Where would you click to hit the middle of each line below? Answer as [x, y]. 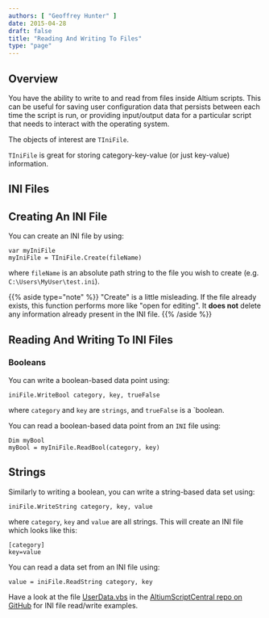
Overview [33, 79]
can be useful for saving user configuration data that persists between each [134, 107]
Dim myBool [27, 440]
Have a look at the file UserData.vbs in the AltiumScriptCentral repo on [126, 597]
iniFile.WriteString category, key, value [81, 507]
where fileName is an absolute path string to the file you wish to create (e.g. [134, 273]
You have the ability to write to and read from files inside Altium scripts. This [135, 98]
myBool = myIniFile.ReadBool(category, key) [84, 448]
